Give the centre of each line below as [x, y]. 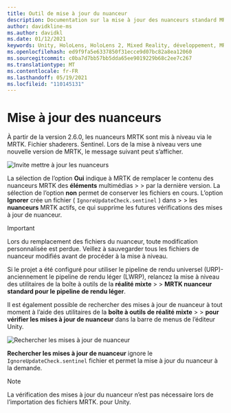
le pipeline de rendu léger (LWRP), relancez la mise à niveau [134, 277]
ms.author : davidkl [35, 33]
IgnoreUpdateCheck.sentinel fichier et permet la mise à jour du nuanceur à [112, 361]
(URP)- [214, 270]
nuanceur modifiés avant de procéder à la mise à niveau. [88, 256]
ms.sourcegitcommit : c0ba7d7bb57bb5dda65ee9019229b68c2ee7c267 [100, 59]
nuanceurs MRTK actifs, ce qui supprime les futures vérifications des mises [115, 208]
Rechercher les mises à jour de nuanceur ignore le [80, 353]
